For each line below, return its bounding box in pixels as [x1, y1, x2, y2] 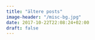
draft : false [6, 25, 39, 31]
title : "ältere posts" [6, 8, 63, 15]
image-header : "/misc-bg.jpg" [6, 14, 82, 20]
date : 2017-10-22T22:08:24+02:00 [6, 19, 90, 25]
